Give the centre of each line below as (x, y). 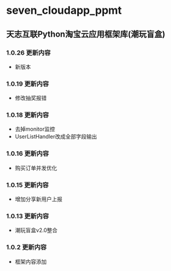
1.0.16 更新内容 (28, 153)
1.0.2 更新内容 (26, 248)
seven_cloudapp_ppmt (64, 10)
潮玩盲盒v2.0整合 (36, 230)
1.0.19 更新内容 (28, 83)
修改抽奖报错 (30, 98)
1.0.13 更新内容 (28, 216)
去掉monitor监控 (35, 129)
